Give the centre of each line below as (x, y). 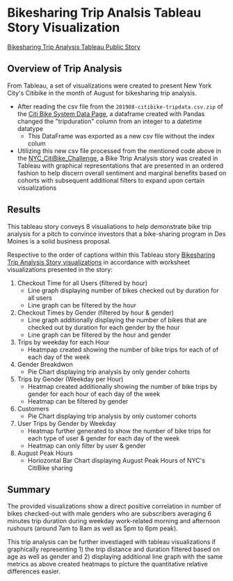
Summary (29, 490)
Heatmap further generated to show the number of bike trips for (119, 431)
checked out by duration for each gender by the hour (104, 327)
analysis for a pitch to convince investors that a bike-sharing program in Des (116, 234)
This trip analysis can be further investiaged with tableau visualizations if (112, 542)
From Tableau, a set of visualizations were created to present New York (110, 86)
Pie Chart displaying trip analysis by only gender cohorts (109, 372)
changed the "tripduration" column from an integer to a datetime (110, 121)
